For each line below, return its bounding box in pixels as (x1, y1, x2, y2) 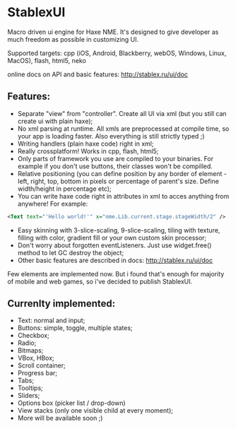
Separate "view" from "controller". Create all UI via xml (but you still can (17, 109, 228, 117)
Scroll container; (17, 361, 66, 370)
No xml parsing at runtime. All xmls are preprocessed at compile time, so (17, 124, 230, 133)
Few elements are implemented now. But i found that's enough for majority (7, 269, 225, 278)
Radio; (17, 339, 37, 347)
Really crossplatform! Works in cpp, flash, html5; (17, 146, 159, 155)
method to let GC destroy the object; (17, 248, 124, 257)
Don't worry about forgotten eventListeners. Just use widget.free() (17, 241, 212, 249)
